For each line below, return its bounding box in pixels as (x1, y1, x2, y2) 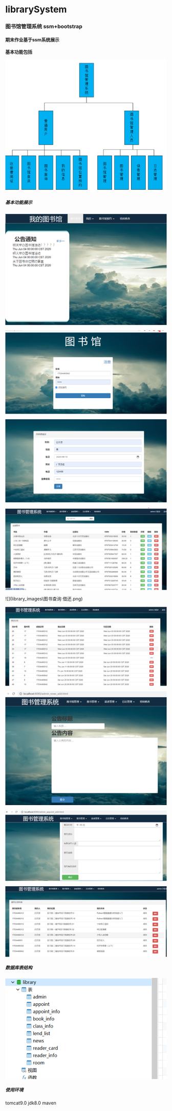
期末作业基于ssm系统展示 (5, 36, 60, 43)
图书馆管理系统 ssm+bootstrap (5, 23, 83, 30)
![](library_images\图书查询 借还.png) (5, 595, 83, 601)
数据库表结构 (5, 964, 32, 970)
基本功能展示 (5, 199, 32, 206)
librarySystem (5, 4, 67, 15)
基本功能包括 (5, 49, 32, 55)
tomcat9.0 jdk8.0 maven (5, 1100, 56, 1106)
